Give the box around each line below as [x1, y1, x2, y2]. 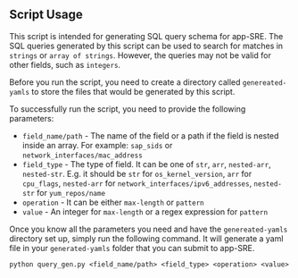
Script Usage [9, 7, 83, 22]
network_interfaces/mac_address [21, 151, 143, 160]
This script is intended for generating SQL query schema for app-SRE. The [9, 30, 284, 41]
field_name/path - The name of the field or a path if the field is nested [21, 130, 279, 141]
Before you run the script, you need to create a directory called [9, 76, 241, 88]
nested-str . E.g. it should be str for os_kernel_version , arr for [21, 168, 252, 179]
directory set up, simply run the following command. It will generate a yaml [9, 232, 284, 244]
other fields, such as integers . [9, 59, 121, 70]
